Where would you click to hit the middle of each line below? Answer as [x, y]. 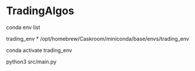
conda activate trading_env [39, 50]
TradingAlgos [40, 11]
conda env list [23, 27]
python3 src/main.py [31, 62]
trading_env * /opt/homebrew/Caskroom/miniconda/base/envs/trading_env [98, 38]
